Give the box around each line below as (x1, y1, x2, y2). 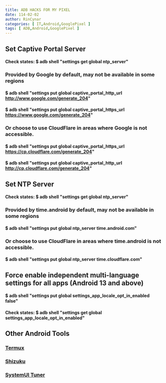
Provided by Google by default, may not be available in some (5, 71, 155, 78)
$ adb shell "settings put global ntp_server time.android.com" (5, 225, 137, 231)
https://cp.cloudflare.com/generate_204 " (5, 149, 95, 155)
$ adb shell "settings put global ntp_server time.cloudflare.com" (5, 257, 142, 263)
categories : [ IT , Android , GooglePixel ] (5, 21, 91, 27)
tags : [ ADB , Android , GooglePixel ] (5, 26, 79, 31)
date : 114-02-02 (5, 12, 39, 17)
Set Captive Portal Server (5, 45, 86, 53)
